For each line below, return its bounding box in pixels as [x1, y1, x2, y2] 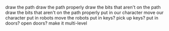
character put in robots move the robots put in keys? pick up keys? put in [5, 15, 159, 20]
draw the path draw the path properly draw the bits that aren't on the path [5, 4, 161, 10]
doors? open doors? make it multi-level [5, 20, 88, 26]
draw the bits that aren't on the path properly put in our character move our [5, 9, 164, 15]
